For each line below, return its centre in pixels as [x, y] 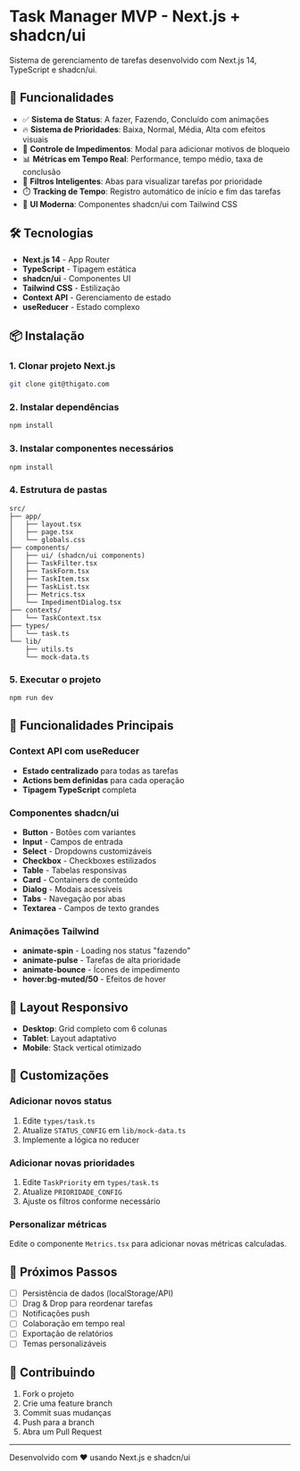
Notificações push [56, 1314]
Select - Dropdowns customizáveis [87, 851]
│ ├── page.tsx [42, 532]
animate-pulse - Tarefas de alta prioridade [101, 960]
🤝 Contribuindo [52, 1372]
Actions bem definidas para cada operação [103, 780]
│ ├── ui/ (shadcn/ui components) [77, 556]
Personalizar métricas [58, 1224]
